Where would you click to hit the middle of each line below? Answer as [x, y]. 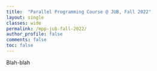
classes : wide [24, 23]
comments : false [26, 40]
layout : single [25, 17]
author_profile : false [34, 34]
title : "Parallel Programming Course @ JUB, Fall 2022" [79, 12]
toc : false [20, 46]
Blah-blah [18, 62]
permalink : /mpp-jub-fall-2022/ [46, 29]
